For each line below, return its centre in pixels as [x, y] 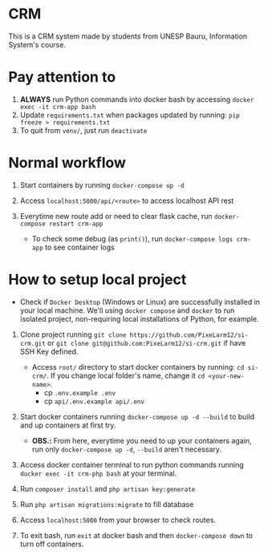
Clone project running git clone [73, 334]
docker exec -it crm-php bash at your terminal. [98, 473]
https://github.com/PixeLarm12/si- [189, 335]
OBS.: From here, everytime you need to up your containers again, [142, 440]
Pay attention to [62, 77]
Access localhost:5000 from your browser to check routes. [118, 520]
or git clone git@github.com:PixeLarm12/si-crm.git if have [146, 342]
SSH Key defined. [49, 351]
